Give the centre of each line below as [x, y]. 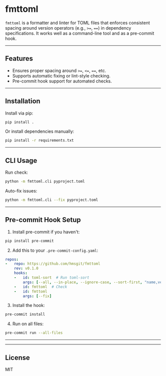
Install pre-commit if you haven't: [46, 232]
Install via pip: [19, 113]
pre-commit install [25, 314]
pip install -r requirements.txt [40, 141]
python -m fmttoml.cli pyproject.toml [45, 182]
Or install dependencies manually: [40, 131]
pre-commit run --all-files [34, 333]
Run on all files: [28, 324]
